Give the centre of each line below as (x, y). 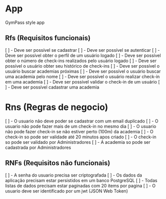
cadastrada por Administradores (38, 147)
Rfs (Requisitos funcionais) (48, 38)
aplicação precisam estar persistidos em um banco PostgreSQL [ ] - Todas (81, 180)
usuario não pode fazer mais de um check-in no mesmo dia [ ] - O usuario (81, 126)
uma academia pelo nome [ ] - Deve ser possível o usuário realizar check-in (83, 76)
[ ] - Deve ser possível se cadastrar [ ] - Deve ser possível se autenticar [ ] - (83, 50)
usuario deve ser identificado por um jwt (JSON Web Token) (66, 191)
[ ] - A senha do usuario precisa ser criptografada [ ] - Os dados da (74, 175)
